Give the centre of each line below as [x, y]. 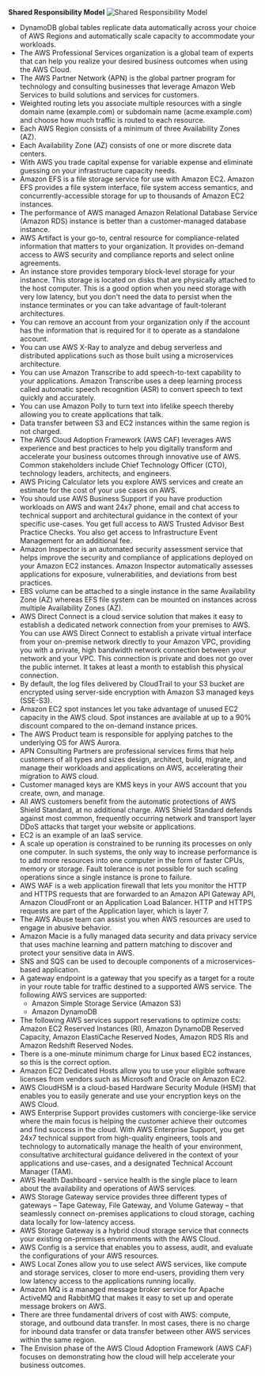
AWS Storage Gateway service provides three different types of [123, 1197]
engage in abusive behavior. [66, 927]
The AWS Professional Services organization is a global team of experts [136, 53]
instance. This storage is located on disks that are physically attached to [137, 280]
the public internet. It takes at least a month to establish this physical [131, 667]
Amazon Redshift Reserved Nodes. [76, 1045]
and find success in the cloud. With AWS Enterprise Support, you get [132, 1129]
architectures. [42, 314]
